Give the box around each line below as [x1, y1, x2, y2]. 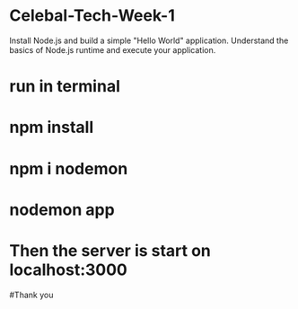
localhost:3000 [9, 260, 127, 279]
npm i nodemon [9, 158, 128, 179]
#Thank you [9, 289, 54, 300]
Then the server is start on [9, 240, 211, 260]
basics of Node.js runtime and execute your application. [9, 44, 216, 55]
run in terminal [9, 76, 121, 97]
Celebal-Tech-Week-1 [9, 5, 175, 26]
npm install [9, 118, 94, 137]
